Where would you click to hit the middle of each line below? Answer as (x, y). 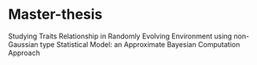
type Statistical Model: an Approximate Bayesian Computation (140, 44)
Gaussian (23, 44)
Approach (24, 52)
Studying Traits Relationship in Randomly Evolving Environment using (120, 36)
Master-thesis (55, 14)
